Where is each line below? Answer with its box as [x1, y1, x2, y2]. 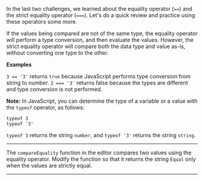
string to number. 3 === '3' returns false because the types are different [6, 79, 188, 86]
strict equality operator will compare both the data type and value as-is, [6, 43, 186, 50]
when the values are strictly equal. [6, 162, 92, 169]
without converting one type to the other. [6, 49, 109, 56]
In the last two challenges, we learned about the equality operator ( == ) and [6, 5, 192, 12]
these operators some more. [6, 18, 78, 25]
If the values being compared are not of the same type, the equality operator [6, 30, 198, 37]
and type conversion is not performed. [6, 86, 103, 93]
